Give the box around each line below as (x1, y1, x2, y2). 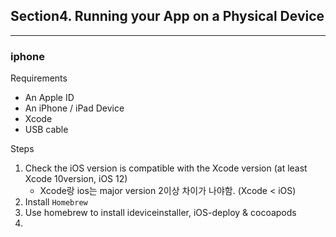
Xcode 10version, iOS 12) (24, 173, 128, 185)
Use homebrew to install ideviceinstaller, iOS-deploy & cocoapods (24, 207, 297, 219)
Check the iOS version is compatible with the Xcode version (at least (24, 162, 308, 174)
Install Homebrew (24, 196, 88, 208)
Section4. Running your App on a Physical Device (10, 8, 325, 25)
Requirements (10, 72, 68, 84)
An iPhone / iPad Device (24, 102, 125, 114)
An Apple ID (24, 92, 75, 104)
